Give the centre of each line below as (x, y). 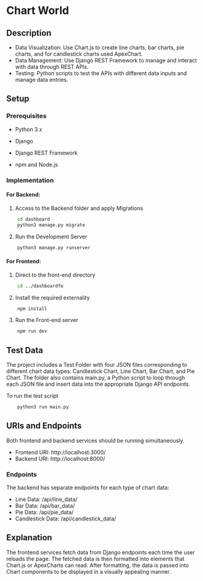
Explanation (29, 538)
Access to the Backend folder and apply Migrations (79, 208)
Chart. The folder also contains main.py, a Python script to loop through (96, 378)
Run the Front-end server (47, 320)
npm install (32, 309)
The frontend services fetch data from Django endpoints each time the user (101, 552)
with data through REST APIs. (52, 67)
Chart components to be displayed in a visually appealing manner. (88, 571)
